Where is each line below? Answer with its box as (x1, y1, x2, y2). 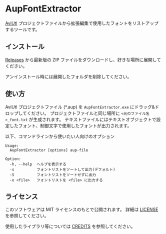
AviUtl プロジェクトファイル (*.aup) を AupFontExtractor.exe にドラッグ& (5, 103, 155, 110)
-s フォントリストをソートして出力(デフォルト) (9, 167, 116, 172)
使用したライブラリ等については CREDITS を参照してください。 (5, 223, 135, 229)
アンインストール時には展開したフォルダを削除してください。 (5, 73, 132, 79)
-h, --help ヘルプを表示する (9, 161, 66, 166)
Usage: (5, 143, 19, 148)
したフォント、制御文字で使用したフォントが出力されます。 (9, 122, 132, 128)
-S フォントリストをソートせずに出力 (9, 172, 96, 177)
